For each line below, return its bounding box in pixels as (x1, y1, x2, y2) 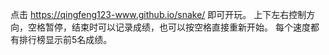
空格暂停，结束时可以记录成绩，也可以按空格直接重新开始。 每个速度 (27, 21, 311, 33)
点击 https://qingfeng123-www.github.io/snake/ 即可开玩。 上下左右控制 (10, 9, 307, 20)
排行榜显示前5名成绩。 (18, 34, 113, 45)
